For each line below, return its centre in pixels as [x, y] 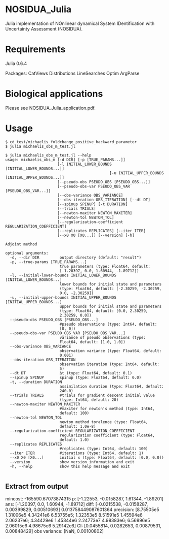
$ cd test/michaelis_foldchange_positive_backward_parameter [71, 142]
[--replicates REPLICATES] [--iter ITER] [101, 231]
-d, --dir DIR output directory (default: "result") [76, 258]
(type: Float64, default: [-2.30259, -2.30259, [111, 289]
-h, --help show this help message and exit [70, 466]
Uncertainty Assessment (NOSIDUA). [44, 28]
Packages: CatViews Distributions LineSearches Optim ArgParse [72, 73]
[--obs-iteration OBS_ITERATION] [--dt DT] [104, 200]
